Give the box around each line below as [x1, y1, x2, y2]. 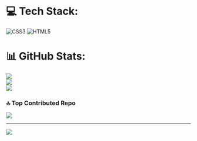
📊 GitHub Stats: [6, 50, 86, 63]
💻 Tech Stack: [6, 5, 79, 18]
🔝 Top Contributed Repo [6, 99, 76, 107]
